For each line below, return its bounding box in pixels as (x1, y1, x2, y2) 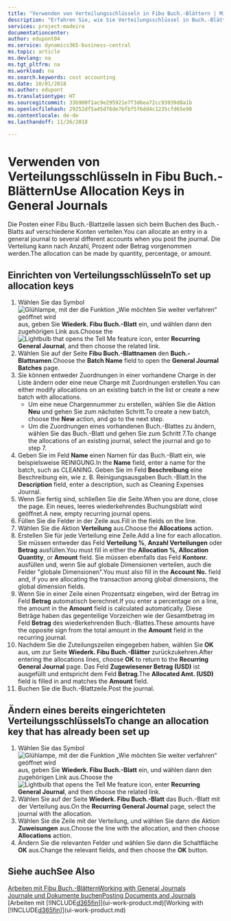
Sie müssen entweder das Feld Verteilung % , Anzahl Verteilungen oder (17, 539, 223, 547)
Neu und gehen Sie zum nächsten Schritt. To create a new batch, (27, 407, 211, 416)
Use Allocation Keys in (54, 183, 185, 199)
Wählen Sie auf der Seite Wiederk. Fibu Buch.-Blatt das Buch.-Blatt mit (17, 795, 220, 803)
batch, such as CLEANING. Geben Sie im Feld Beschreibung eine (17, 466, 203, 474)
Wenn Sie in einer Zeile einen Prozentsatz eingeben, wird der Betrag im (17, 590, 219, 598)
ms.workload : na (8, 67, 54, 74)
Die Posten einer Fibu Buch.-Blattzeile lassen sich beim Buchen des (8, 220, 199, 228)
